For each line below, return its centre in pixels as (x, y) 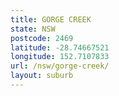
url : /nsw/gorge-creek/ (60, 66)
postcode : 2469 (42, 38)
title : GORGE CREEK (51, 19)
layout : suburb (42, 76)
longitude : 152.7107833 (60, 57)
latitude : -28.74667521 (60, 47)
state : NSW (33, 29)
